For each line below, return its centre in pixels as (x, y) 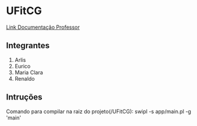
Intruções (24, 97)
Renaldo (25, 78)
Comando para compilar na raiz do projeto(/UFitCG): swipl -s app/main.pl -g (99, 111)
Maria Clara (29, 72)
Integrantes (28, 46)
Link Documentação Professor (43, 27)
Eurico (22, 66)
